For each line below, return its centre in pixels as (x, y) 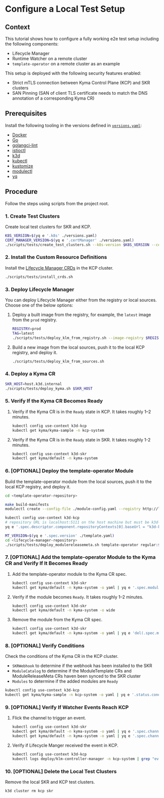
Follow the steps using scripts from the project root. (57, 203)
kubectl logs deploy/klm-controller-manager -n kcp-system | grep (81, 759)
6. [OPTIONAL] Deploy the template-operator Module (69, 471)
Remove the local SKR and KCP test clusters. (50, 782)
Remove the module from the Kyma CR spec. (57, 620)
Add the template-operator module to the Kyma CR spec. (69, 574)
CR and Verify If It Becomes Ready (46, 564)
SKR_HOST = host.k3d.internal (34, 384)
